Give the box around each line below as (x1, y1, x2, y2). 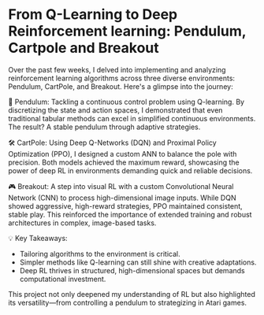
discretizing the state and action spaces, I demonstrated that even (8, 105, 223, 115)
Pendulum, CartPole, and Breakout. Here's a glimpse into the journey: (8, 81, 234, 91)
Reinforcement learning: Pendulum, (8, 22, 247, 40)
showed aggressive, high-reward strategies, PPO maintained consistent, (8, 201, 243, 210)
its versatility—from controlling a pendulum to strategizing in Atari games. (8, 298, 247, 307)
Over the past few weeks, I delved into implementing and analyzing (8, 65, 226, 74)
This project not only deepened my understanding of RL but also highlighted (8, 289, 256, 298)
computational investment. (19, 274, 106, 283)
